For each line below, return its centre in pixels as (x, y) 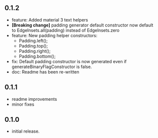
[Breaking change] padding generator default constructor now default (82, 25)
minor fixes (23, 104)
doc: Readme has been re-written (45, 72)
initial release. (26, 131)
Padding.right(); (35, 51)
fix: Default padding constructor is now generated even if (69, 61)
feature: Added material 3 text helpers (50, 20)
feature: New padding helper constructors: (54, 35)
